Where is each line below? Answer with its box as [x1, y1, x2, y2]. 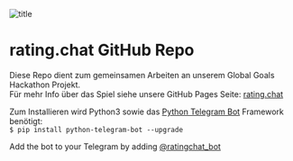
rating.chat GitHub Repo [9, 40, 195, 60]
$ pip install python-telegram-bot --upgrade [9, 125, 183, 134]
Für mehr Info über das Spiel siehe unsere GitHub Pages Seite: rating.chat [9, 88, 284, 99]
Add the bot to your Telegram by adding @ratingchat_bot [9, 140, 221, 152]
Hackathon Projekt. [9, 79, 81, 90]
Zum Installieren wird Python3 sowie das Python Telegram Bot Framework [9, 106, 284, 117]
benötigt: [9, 115, 43, 126]
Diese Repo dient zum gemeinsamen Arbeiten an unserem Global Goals [9, 69, 275, 80]
